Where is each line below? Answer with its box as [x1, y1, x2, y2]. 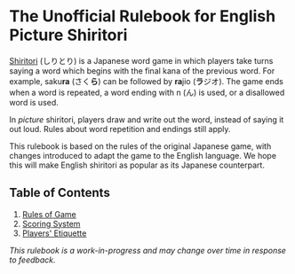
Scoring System [21, 218, 81, 229]
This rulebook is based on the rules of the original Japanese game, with [9, 140, 272, 152]
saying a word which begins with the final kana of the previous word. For [9, 65, 275, 76]
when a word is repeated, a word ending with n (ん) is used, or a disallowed [9, 87, 285, 98]
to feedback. [9, 254, 56, 265]
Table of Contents [9, 185, 111, 200]
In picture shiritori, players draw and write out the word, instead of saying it [9, 114, 284, 125]
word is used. [9, 97, 60, 107]
